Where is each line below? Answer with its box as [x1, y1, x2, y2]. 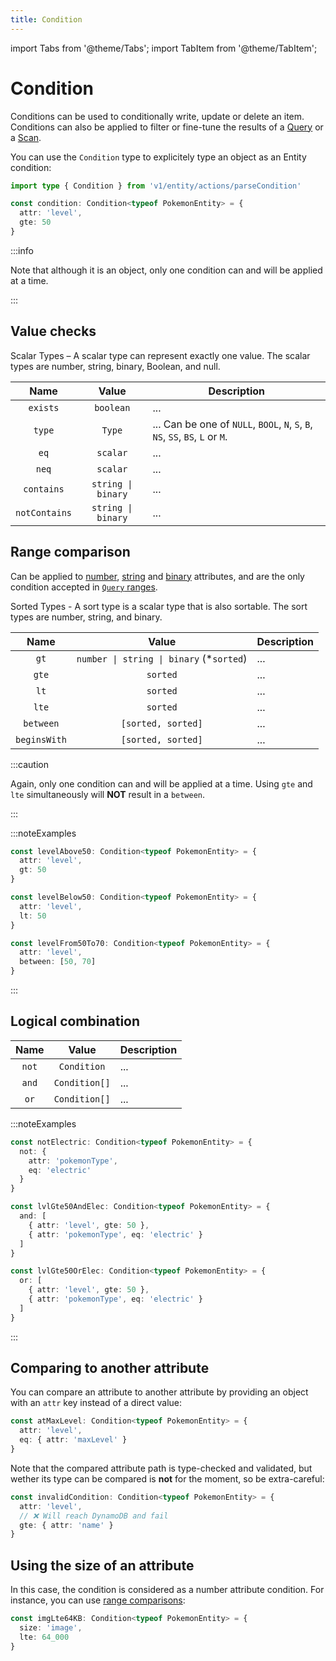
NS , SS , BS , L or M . [152, 429, 228, 443]
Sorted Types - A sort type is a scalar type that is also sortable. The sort [10, 600, 308, 612]
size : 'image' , [19, 1623, 83, 1633]
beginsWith [15, 734, 67, 745]
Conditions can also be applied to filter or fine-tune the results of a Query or [10, 121, 324, 133]
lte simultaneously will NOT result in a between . [10, 788, 206, 800]
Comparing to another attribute [10, 1360, 210, 1377]
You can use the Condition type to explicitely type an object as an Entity [10, 151, 307, 163]
